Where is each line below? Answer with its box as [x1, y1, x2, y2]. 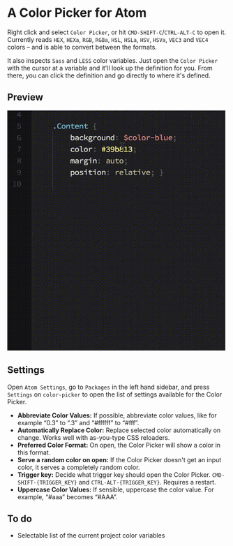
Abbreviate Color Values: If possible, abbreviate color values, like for [17, 411, 218, 420]
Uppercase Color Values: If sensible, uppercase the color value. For [17, 485, 214, 494]
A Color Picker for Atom [7, 5, 147, 21]
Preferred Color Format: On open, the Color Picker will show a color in [17, 441, 221, 449]
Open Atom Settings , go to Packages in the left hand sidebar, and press [7, 383, 210, 391]
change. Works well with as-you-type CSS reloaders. [17, 433, 170, 441]
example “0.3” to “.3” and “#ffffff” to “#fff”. [17, 418, 140, 427]
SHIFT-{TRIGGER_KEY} [17, 479, 77, 486]
